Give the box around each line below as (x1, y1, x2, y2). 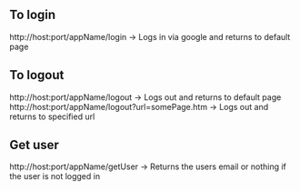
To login (9, 7, 56, 23)
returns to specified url (9, 111, 95, 122)
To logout (9, 67, 65, 83)
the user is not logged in (9, 171, 101, 182)
